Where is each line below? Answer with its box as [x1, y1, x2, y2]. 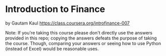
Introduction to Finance [5, 3, 105, 15]
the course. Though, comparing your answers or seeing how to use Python [5, 40, 161, 46]
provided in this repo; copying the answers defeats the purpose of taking [5, 35, 157, 41]
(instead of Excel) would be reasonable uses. [5, 45, 99, 51]
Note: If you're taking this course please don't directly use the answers [5, 29, 153, 35]
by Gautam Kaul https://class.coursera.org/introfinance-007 [5, 20, 130, 26]
